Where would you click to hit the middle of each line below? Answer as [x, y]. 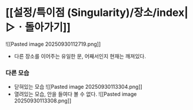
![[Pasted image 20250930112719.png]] [53, 44]
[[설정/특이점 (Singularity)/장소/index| [97, 13]
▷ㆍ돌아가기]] [38, 27]
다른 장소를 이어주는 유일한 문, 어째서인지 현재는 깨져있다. [80, 56]
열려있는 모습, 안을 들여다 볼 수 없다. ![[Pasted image [75, 94]
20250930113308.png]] [43, 101]
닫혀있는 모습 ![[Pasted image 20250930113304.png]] [78, 87]
